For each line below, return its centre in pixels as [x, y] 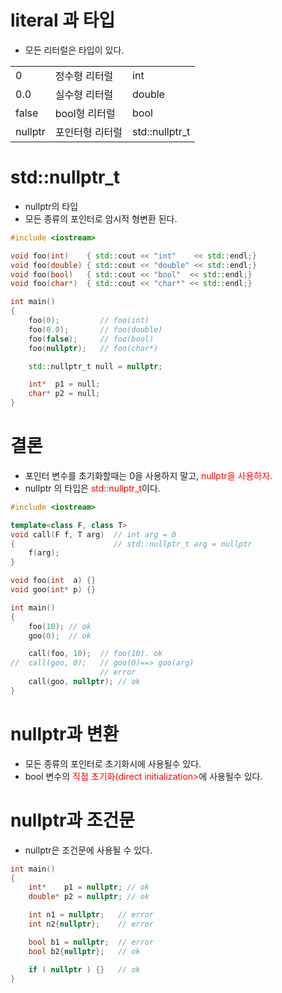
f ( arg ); [44, 553]
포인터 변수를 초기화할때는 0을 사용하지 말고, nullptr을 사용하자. [148, 475]
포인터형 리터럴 [88, 132]
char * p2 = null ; [64, 394]
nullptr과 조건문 [73, 820]
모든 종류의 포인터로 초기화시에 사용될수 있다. [113, 763]
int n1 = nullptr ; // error [91, 915]
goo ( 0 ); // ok [60, 636]
